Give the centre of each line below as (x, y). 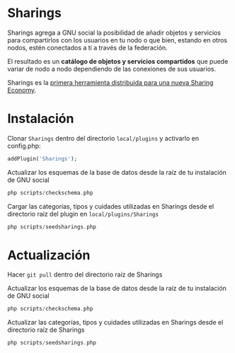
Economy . (22, 90)
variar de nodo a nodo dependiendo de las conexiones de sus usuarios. (112, 69)
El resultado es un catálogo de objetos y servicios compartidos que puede (118, 61)
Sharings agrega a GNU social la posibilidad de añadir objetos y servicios (114, 33)
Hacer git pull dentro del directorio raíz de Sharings (85, 274)
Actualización (49, 255)
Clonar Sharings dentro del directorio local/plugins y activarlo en (103, 138)
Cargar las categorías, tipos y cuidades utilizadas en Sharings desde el (111, 206)
